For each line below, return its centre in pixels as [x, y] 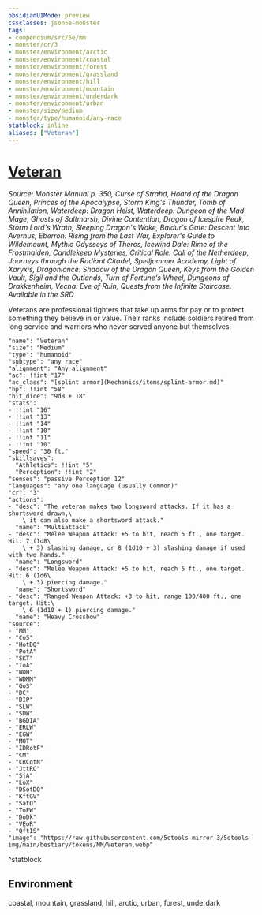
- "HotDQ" [24, 644]
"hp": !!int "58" [37, 389]
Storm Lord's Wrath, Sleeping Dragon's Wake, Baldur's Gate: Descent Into [129, 227]
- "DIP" [21, 700]
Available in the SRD [41, 294]
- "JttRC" [24, 769]
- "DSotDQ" [26, 790]
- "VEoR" [22, 824]
